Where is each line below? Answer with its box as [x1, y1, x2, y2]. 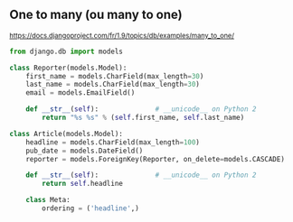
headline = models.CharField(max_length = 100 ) [25, 137, 201, 147]
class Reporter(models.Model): [9, 63, 128, 72]
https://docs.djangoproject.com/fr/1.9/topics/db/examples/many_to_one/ [9, 31, 235, 40]
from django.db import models [9, 47, 124, 56]
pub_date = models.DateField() [25, 146, 144, 155]
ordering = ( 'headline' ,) [42, 204, 140, 213]
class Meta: [25, 196, 71, 205]
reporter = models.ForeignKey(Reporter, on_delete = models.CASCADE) [25, 154, 285, 163]
